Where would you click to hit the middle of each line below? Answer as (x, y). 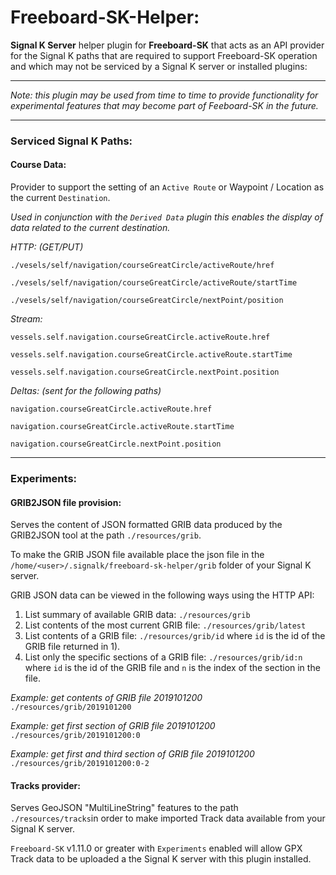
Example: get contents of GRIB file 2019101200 (106, 698)
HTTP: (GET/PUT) (47, 247)
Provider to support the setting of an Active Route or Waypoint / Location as (167, 187)
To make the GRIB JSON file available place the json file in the (137, 555)
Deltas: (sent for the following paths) (86, 391)
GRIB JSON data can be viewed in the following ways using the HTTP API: (162, 595)
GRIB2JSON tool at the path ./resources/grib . (106, 535)
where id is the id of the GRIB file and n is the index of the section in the (172, 668)
